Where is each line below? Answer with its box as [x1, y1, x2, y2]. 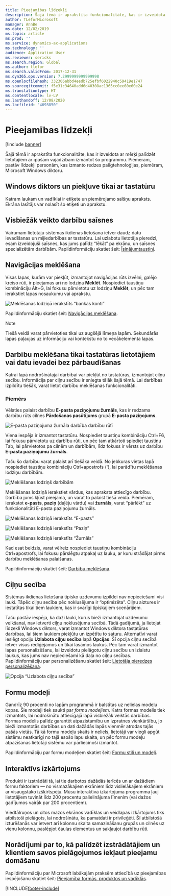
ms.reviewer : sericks [5, 55, 52, 60]
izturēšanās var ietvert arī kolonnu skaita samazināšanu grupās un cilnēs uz [5, 820, 165, 827]
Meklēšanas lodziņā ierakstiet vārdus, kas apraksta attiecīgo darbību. [5, 489, 152, 495]
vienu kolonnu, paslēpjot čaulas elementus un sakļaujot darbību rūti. [5, 826, 149, 832]
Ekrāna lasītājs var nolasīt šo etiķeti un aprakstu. [5, 201, 107, 207]
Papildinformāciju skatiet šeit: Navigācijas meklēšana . [5, 310, 118, 317]
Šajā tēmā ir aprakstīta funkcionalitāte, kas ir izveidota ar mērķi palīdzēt [5, 151, 156, 157]
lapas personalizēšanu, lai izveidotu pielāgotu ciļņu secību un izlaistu [5, 647, 151, 653]
